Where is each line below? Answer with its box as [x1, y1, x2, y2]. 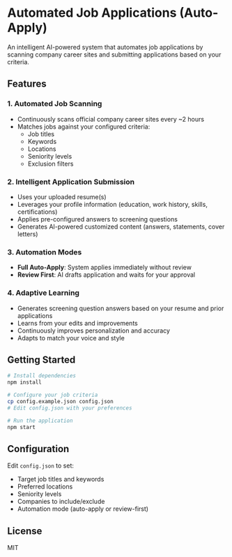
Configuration [7, 442, 70, 455]
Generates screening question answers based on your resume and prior [17, 304, 224, 312]
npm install [7, 379, 42, 386]
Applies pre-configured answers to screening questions [17, 215, 178, 223]
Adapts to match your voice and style [17, 333, 125, 342]
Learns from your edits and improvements [17, 319, 138, 327]
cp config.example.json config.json [7, 398, 114, 405]
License [7, 525, 42, 537]
